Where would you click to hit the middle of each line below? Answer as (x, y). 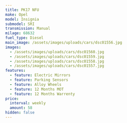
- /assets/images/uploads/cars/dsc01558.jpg (57, 61)
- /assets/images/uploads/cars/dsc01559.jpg (57, 56)
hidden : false (20, 113)
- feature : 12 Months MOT (37, 89)
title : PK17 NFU (22, 10)
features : (16, 71)
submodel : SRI (20, 24)
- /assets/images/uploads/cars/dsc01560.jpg (57, 52)
